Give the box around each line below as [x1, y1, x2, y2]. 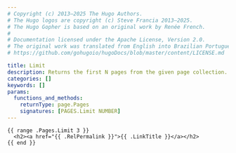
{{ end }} [7, 139, 37, 146]
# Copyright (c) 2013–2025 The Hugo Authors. [7, 10, 143, 18]
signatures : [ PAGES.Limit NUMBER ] [20, 108, 121, 115]
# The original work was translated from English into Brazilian [7, 43, 202, 50]
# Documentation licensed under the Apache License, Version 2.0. [7, 36, 206, 44]
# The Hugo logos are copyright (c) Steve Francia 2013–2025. [7, 17, 193, 24]
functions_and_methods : [13, 95, 83, 102]
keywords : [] [7, 81, 46, 88]
